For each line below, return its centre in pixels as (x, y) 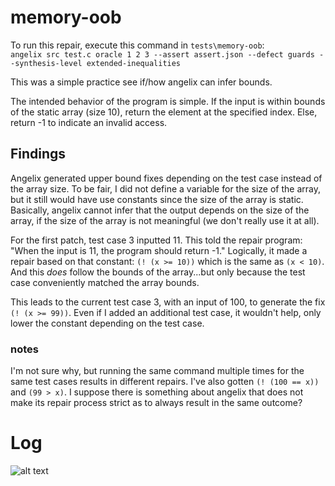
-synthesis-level (46, 63)
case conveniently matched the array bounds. (105, 282)
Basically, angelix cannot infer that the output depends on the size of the (160, 210)
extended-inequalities (134, 63)
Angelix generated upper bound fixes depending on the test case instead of (166, 178)
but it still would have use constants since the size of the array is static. (157, 199)
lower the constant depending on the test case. (107, 323)
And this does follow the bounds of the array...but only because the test (158, 272)
